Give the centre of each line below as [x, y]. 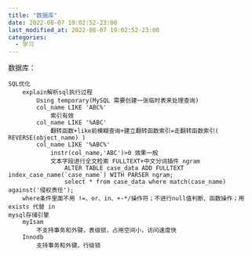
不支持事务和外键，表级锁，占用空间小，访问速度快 [106, 231]
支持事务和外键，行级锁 [69, 246]
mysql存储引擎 [29, 215]
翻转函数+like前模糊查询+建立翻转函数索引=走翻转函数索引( [134, 131]
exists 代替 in [32, 207]
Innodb [33, 237]
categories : [27, 37]
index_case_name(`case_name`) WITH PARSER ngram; [91, 175]
